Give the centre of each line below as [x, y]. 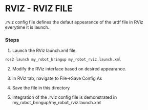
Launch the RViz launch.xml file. [44, 51]
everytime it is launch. [27, 27]
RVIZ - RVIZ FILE [39, 9]
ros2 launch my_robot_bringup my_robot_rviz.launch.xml [63, 60]
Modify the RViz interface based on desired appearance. [69, 69]
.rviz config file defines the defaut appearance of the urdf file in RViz [74, 22]
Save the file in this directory [41, 88]
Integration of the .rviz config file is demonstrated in [64, 97]
